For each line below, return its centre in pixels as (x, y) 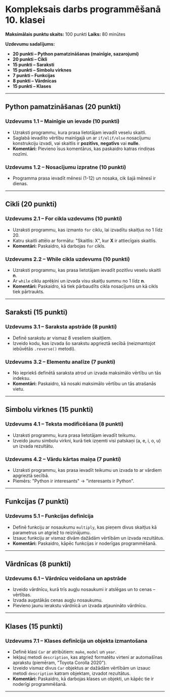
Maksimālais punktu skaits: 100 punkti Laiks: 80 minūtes (65, 34)
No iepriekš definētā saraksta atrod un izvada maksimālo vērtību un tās (87, 373)
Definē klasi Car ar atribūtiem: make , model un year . (65, 652)
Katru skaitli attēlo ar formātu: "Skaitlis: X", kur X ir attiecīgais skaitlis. (84, 240)
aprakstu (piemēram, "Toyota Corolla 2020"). (60, 663)
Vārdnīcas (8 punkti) (38, 564)
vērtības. (22, 595)
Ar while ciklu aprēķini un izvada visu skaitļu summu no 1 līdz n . (79, 281)
